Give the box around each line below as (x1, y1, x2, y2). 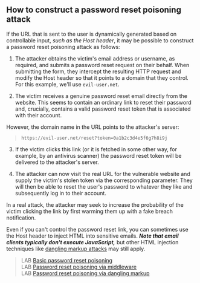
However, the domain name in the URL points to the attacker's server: (6, 123, 179, 131)
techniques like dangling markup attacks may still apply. (6, 245, 146, 252)
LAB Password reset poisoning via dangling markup (21, 269, 150, 277)
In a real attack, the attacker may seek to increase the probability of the (6, 201, 184, 208)
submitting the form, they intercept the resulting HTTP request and (15, 68, 181, 75)
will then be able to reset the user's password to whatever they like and (15, 183, 193, 190)
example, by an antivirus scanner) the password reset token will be (15, 152, 182, 159)
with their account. (15, 111, 62, 119)
